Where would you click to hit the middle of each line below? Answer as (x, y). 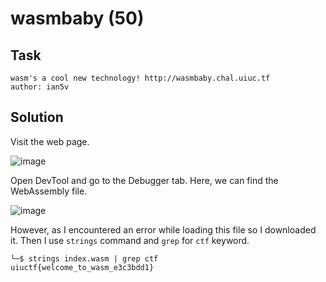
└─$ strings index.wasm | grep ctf (84, 258)
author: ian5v (40, 87)
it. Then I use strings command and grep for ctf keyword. (130, 240)
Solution (37, 117)
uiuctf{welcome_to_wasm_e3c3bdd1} (82, 267)
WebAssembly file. (49, 191)
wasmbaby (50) (77, 18)
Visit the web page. (50, 141)
